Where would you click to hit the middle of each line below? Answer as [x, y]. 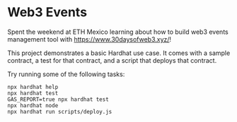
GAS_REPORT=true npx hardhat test [58, 99]
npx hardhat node [33, 105]
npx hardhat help [33, 87]
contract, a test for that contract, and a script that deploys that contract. [112, 60]
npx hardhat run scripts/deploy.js [60, 111]
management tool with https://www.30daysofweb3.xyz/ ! [89, 39]
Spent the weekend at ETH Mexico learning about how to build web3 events [118, 32]
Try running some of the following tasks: [66, 74]
